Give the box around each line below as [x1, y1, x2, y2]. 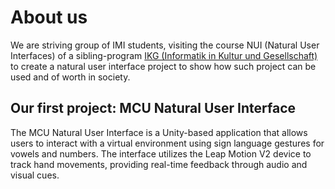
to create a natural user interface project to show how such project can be [10, 60, 317, 72]
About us [10, 6, 88, 29]
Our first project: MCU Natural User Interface [10, 100, 296, 117]
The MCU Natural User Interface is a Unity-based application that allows [10, 126, 308, 138]
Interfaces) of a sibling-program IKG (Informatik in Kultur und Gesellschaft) [10, 49, 318, 61]
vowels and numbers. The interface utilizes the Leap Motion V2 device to [10, 147, 312, 160]
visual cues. [10, 169, 60, 181]
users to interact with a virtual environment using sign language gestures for [10, 137, 325, 149]
